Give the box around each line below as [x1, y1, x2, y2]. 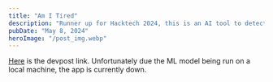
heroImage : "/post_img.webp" [8, 34, 107, 43]
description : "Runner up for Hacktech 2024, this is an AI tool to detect [8, 19, 267, 27]
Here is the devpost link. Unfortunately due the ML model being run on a [8, 56, 250, 66]
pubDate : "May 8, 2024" [8, 27, 89, 35]
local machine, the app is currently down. [8, 65, 147, 75]
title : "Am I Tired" [8, 11, 79, 20]
